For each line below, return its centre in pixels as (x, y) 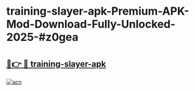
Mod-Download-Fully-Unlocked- (91, 24)
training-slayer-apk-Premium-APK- (98, 11)
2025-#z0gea (42, 37)
